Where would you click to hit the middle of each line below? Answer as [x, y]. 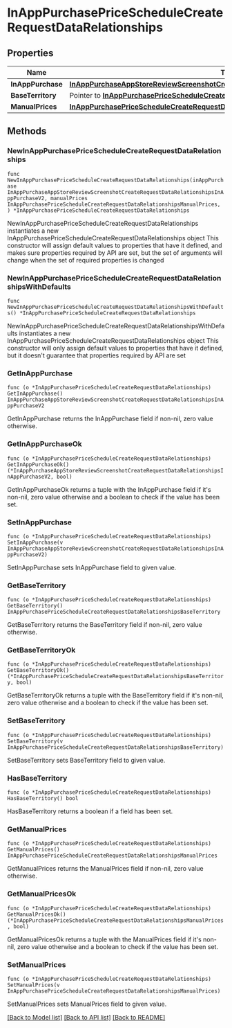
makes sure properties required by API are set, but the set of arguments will [115, 252]
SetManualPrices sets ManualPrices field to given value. [87, 1004]
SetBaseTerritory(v [35, 741]
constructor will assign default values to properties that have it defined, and [115, 245]
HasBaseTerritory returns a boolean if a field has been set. [90, 811]
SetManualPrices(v [33, 985]
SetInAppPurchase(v [35, 542]
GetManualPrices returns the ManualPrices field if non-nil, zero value [105, 869]
